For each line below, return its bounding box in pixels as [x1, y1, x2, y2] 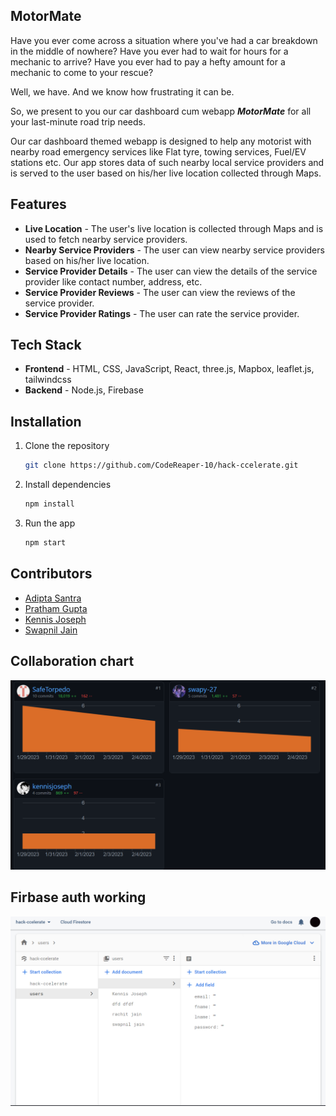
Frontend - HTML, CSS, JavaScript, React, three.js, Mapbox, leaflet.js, [24, 363, 315, 375]
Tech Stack [10, 337, 82, 354]
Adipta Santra [24, 592, 82, 604]
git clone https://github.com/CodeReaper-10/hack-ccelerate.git [24, 460, 299, 471]
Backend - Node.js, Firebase [24, 384, 144, 396]
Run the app [24, 517, 76, 529]
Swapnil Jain [24, 624, 78, 636]
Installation [10, 413, 82, 430]
